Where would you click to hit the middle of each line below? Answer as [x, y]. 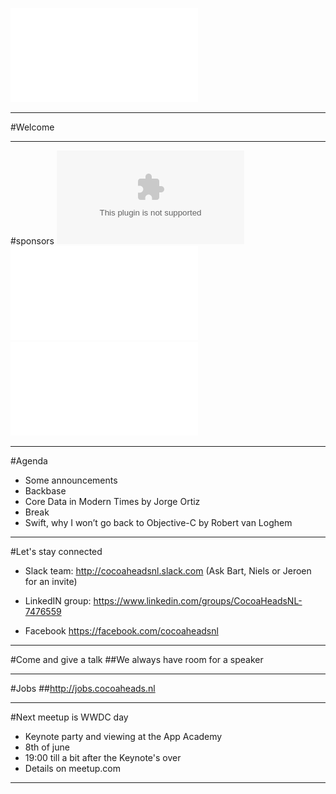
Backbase [45, 491]
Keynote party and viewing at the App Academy [123, 736]
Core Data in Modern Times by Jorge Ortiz [112, 501]
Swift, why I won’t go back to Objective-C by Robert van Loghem [158, 522]
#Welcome [32, 127]
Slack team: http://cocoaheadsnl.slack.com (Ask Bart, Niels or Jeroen [168, 571]
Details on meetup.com [72, 768]
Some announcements [71, 480]
